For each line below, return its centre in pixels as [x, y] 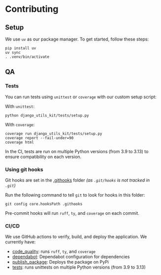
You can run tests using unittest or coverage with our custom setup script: [81, 97]
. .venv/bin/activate [27, 57]
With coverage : [20, 124]
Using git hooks [24, 169]
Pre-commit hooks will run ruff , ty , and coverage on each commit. [72, 213]
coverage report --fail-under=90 [39, 138]
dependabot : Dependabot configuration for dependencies [71, 257]
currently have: [20, 242]
